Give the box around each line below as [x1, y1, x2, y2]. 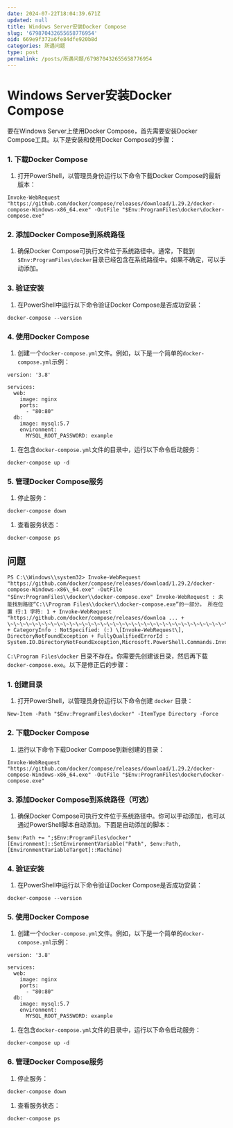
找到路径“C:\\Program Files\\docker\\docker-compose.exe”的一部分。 [12, 601, 205, 608]
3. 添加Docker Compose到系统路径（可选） [7, 794, 154, 804]
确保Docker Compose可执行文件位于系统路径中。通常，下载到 [17, 247, 196, 255]
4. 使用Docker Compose [7, 332, 90, 341]
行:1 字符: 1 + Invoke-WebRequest [15, 608, 112, 615]
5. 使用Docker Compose [7, 912, 89, 922]
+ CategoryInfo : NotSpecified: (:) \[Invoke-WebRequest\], [7, 627, 185, 634]
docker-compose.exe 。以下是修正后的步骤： [7, 660, 130, 668]
